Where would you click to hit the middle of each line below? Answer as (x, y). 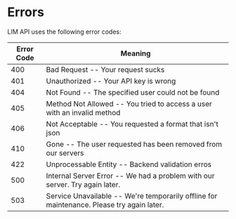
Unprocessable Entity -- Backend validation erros (129, 164)
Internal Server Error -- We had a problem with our (131, 175)
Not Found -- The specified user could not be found (133, 92)
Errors (26, 12)
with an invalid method (83, 112)
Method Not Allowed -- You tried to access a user (129, 104)
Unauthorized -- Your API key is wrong (111, 81)
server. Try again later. (83, 185)
